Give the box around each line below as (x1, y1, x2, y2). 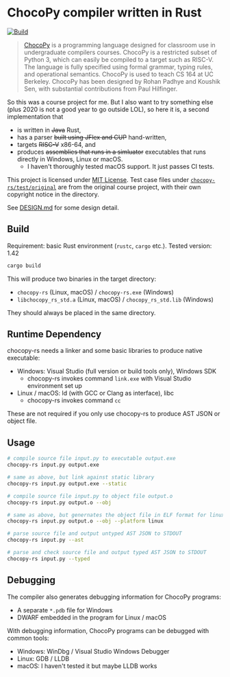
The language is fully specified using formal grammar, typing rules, (23, 62, 214, 71)
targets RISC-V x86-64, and (16, 140, 96, 148)
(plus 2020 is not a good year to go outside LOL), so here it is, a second (7, 105, 209, 113)
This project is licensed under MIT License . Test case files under (7, 175, 190, 183)
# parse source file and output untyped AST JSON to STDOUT (7, 530, 183, 537)
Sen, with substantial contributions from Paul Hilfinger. (23, 84, 178, 93)
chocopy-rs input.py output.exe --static (7, 480, 127, 487)
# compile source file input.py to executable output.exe (7, 455, 176, 462)
